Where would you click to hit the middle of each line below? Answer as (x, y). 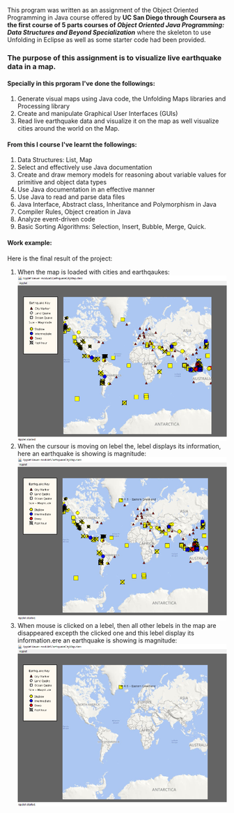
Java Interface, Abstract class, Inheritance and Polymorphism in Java (117, 205)
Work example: (30, 242)
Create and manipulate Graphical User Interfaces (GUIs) (97, 114)
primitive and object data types (62, 182)
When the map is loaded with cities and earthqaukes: (93, 272)
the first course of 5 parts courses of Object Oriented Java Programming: (116, 25)
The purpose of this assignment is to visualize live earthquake (115, 57)
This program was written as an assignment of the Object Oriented (103, 10)
